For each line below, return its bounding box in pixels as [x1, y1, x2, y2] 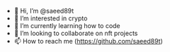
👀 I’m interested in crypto [13, 14, 88, 22]
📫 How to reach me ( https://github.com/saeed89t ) [13, 37, 163, 45]
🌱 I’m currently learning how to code [13, 22, 120, 30]
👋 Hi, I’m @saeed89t [13, 7, 74, 15]
